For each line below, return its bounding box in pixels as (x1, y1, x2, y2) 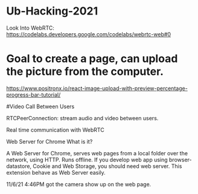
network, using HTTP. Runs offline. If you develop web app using (6, 156, 168, 163)
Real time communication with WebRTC (6, 126, 104, 134)
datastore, (6, 162, 32, 170)
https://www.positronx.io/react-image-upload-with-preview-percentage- (6, 85, 188, 92)
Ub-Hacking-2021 (6, 4, 98, 18)
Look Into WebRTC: (6, 24, 54, 31)
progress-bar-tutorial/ (6, 91, 61, 98)
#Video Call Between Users (6, 103, 75, 110)
